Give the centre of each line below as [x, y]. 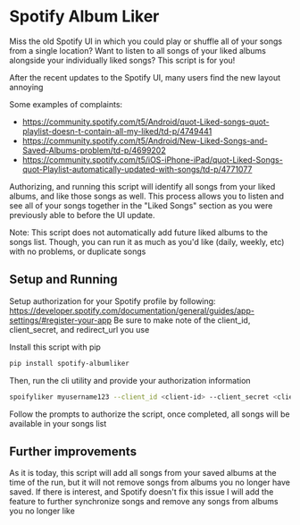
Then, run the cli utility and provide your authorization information [130, 380]
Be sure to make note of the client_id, [182, 320]
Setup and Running [63, 279]
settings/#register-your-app [61, 320]
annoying [26, 87]
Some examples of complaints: [66, 104]
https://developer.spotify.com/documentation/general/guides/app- [132, 310]
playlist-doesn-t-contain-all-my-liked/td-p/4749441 [117, 131]
